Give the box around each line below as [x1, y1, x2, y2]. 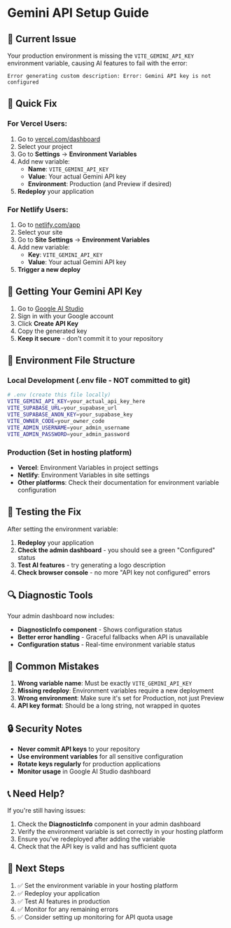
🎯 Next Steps [7, 863, 65, 875]
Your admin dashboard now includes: [7, 611, 115, 620]
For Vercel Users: [7, 119, 68, 129]
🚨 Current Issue [7, 33, 77, 45]
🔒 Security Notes [7, 722, 83, 735]
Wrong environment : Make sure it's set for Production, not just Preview [17, 694, 225, 702]
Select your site [17, 228, 63, 236]
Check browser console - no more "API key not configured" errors [17, 568, 211, 577]
